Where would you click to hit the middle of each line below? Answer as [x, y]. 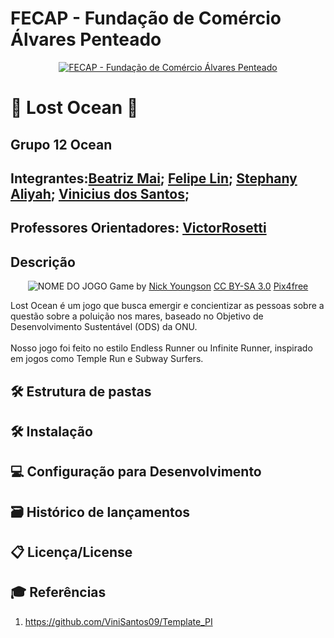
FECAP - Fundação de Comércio [146, 18]
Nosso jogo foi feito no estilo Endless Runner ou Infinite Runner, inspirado [161, 348]
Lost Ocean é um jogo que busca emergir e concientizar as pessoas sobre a [167, 306]
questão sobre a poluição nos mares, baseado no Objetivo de [137, 316]
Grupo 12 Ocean [61, 144]
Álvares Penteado [86, 39]
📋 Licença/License [71, 552]
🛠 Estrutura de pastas [81, 391]
